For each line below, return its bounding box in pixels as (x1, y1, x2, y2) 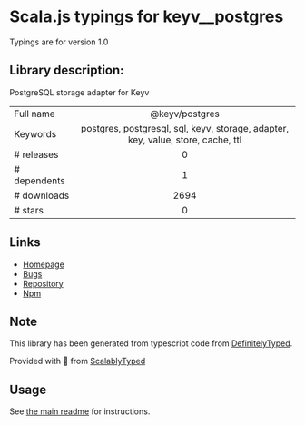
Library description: (9, 63, 124, 78)
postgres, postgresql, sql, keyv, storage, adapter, (80, 122, 290, 134)
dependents (14, 174, 65, 187)
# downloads (14, 189, 70, 202)
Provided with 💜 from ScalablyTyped (9, 356, 146, 367)
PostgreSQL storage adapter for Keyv (9, 86, 150, 97)
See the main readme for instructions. (9, 406, 151, 417)
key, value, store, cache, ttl (127, 133, 242, 146)
